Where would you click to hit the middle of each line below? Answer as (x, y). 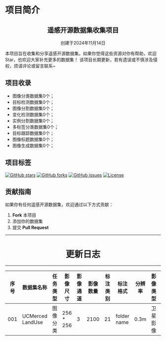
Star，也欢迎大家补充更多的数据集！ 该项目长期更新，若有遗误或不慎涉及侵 (81, 60)
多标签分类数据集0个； (35, 127)
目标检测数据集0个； (33, 102)
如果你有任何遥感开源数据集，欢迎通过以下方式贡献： (59, 205)
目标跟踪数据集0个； (33, 133)
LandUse (33, 322)
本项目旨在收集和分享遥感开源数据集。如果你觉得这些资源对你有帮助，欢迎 (81, 53)
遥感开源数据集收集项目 (83, 30)
